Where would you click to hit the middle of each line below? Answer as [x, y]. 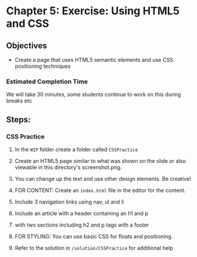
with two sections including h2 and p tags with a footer [82, 225]
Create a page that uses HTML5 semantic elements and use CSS [94, 60]
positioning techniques [43, 66]
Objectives [27, 46]
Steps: [18, 119]
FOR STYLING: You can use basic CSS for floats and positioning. [94, 236]
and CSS [28, 23]
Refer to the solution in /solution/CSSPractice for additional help [94, 247]
